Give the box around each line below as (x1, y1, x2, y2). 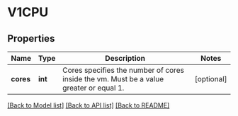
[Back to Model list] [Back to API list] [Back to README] (7, 101, 170, 110)
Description (105, 54, 146, 63)
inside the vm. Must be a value (62, 74, 164, 83)
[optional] (194, 74, 227, 83)
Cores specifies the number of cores (62, 65, 184, 75)
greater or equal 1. (62, 83, 125, 93)
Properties (7, 33, 55, 45)
